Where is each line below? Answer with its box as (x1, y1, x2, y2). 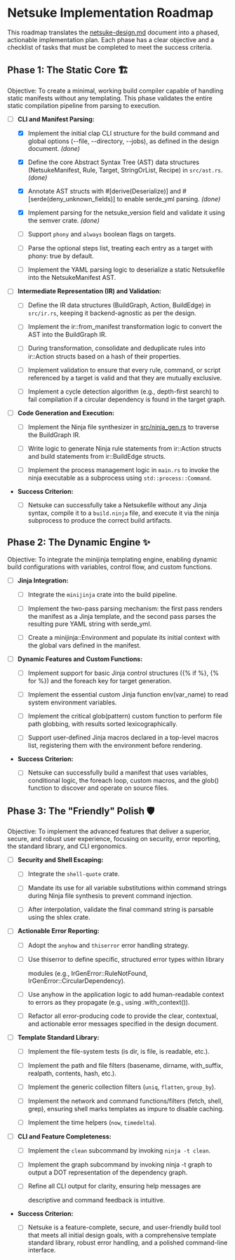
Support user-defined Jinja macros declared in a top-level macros (27, 733, 219, 742)
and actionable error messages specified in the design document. (27, 1019, 219, 1028)
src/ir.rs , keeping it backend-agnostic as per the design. (27, 309, 196, 317)
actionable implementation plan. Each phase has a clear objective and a (7, 35, 215, 43)
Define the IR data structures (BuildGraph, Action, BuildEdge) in (27, 301, 211, 309)
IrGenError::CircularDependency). (27, 977, 126, 985)
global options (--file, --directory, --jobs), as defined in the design (27, 137, 220, 145)
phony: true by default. (27, 252, 95, 260)
